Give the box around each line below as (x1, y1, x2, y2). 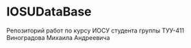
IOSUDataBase (6, 4, 92, 20)
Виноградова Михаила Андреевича (6, 33, 110, 41)
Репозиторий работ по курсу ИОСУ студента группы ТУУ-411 (6, 26, 185, 34)
